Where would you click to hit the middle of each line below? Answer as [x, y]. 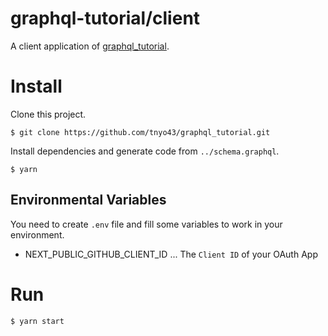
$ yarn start [37, 321]
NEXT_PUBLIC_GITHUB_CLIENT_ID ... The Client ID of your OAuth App [171, 254]
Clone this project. [48, 114]
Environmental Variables [88, 200]
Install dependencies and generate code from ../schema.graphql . [145, 151]
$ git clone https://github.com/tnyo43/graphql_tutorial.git [140, 132]
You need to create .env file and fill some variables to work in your [146, 224]
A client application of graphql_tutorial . [90, 46]
